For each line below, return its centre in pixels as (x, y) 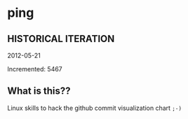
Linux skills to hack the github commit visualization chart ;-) (95, 108)
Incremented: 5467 (35, 69)
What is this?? (39, 91)
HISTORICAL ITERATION (61, 39)
